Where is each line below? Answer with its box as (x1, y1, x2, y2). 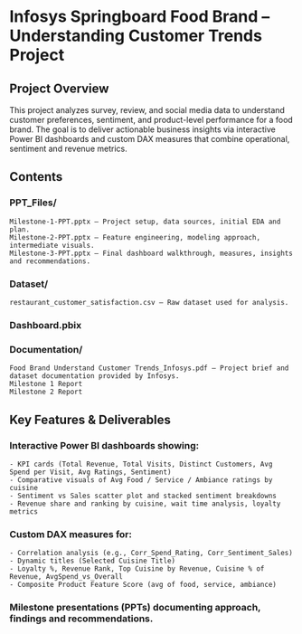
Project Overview (9, 80, 109, 96)
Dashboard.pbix (9, 318, 82, 331)
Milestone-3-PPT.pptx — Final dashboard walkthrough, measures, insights (9, 249, 294, 258)
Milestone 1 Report (9, 380, 83, 389)
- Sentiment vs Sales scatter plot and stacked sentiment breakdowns (9, 491, 278, 500)
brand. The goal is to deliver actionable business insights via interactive (9, 124, 276, 135)
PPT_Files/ (9, 196, 57, 209)
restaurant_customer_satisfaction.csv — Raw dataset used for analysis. (9, 298, 289, 307)
